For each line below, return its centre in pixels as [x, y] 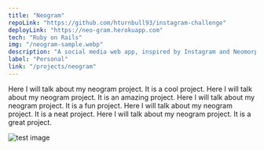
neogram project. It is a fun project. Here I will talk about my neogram [121, 105]
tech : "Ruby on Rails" [45, 37]
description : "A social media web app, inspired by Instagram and [119, 52]
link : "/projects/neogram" [52, 67]
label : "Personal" [38, 60]
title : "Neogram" [37, 15]
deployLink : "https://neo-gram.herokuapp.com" [86, 30]
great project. [30, 122]
